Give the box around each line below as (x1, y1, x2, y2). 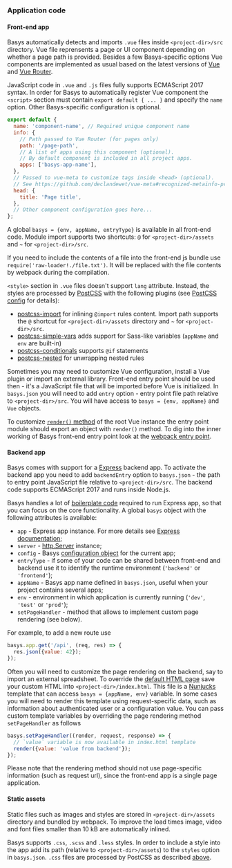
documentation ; (17, 534, 63, 543)
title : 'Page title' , (19, 193, 81, 201)
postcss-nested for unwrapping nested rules (17, 354, 145, 362)
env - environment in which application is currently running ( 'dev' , (17, 593, 206, 602)
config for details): (7, 296, 60, 305)
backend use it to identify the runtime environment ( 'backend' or (17, 563, 201, 572)
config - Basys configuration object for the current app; (17, 549, 176, 557)
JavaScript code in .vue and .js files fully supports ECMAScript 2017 (7, 81, 204, 89)
